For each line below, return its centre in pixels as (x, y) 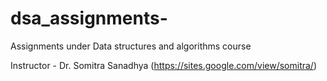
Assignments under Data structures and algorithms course (131, 46)
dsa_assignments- (89, 18)
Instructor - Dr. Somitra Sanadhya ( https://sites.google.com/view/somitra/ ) (164, 65)
